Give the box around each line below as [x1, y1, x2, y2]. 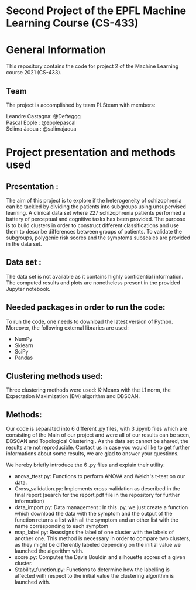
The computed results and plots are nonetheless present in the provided [6, 279, 180, 286]
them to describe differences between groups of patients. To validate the [6, 228, 183, 235]
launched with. [14, 578, 51, 586]
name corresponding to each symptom [14, 523, 109, 530]
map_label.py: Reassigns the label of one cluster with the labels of [14, 529, 174, 536]
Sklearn [14, 341, 33, 349]
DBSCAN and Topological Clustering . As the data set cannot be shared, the [6, 438, 189, 445]
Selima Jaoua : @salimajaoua [6, 125, 77, 132]
